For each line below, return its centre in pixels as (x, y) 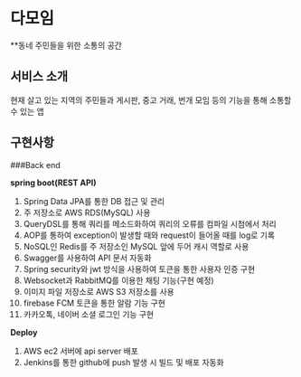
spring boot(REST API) (53, 183)
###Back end (36, 165)
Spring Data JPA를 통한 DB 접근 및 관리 (94, 201)
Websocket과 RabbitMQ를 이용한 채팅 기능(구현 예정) (119, 280)
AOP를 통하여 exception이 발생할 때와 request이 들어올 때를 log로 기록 (149, 235)
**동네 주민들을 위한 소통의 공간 (66, 45)
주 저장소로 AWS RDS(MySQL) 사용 (87, 212)
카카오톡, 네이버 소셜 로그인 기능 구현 (89, 314)
